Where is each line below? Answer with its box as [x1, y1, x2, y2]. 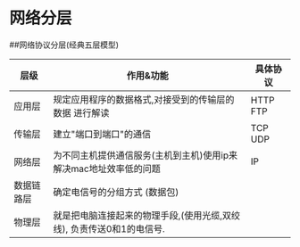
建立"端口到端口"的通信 [53, 128, 152, 140]
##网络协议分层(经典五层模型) [9, 39, 119, 50]
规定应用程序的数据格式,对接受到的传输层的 [53, 93, 235, 105]
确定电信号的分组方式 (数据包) [53, 185, 179, 198]
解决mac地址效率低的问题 [53, 162, 161, 175]
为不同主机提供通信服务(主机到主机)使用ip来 [53, 149, 238, 161]
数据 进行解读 [53, 106, 110, 119]
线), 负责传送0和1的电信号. [53, 222, 165, 235]
